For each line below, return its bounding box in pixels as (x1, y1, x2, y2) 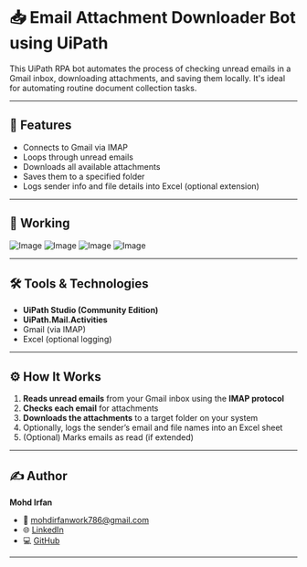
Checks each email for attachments (22, 403, 159, 414)
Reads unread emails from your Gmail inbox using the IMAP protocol (22, 394, 285, 404)
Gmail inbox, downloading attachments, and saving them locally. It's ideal (9, 72, 286, 83)
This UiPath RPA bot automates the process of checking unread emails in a (9, 63, 291, 74)
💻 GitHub (22, 535, 60, 546)
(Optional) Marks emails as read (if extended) (22, 432, 195, 443)
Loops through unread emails (22, 152, 134, 163)
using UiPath (9, 33, 109, 54)
